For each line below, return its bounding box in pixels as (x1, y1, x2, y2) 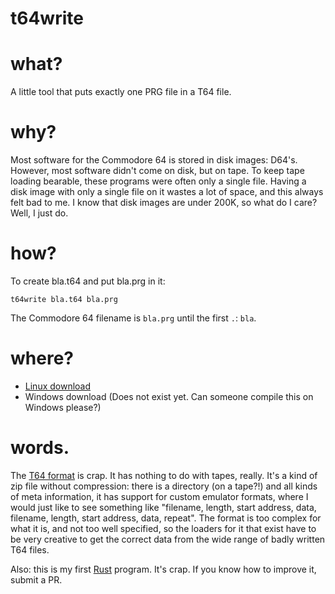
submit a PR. (10, 573, 63, 586)
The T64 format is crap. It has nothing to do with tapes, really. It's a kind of (10, 469, 318, 481)
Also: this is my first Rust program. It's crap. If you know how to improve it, (10, 563, 317, 575)
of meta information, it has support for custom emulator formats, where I (10, 490, 309, 502)
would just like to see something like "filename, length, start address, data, (10, 501, 317, 513)
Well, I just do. (10, 207, 69, 219)
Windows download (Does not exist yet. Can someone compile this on (24, 390, 314, 402)
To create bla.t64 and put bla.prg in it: (10, 275, 166, 287)
